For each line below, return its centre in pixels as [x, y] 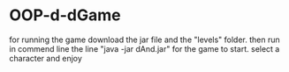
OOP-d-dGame [65, 15]
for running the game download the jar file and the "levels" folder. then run [144, 40]
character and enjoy [46, 58]
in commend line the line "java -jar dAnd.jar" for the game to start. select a [144, 48]
